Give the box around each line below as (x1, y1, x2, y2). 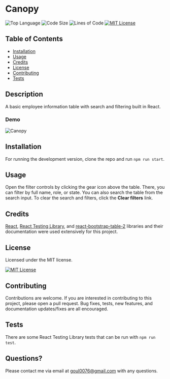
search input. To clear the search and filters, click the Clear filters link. (5, 195, 153, 201)
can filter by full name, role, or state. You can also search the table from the (5, 189, 163, 196)
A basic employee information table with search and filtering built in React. (5, 103, 161, 109)
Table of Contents (5, 35, 63, 43)
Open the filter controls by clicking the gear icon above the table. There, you (5, 184, 165, 190)
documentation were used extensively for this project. (5, 228, 118, 235)
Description (5, 90, 43, 99)
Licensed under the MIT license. (5, 257, 73, 263)
